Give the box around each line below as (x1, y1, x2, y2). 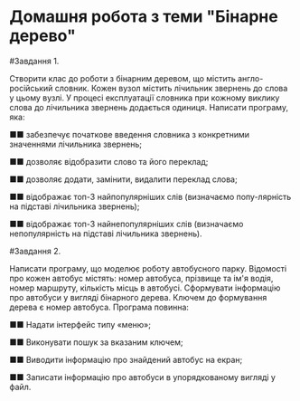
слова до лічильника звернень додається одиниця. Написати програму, (9, 101, 289, 112)
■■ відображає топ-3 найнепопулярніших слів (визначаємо (9, 218, 244, 229)
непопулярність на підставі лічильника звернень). (9, 228, 202, 239)
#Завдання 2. (9, 245, 61, 256)
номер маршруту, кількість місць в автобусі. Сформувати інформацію (9, 282, 281, 293)
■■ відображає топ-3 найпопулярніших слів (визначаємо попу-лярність (9, 191, 292, 202)
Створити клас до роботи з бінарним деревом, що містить (9, 72, 237, 83)
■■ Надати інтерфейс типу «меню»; (9, 319, 152, 329)
